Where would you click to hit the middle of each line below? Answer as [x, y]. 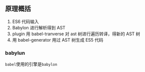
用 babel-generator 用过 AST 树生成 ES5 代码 [58, 40]
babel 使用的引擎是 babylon [31, 64]
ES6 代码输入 [25, 22]
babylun [15, 53]
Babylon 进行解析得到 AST [39, 27]
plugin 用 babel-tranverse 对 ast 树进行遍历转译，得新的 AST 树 [76, 34]
